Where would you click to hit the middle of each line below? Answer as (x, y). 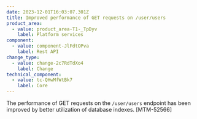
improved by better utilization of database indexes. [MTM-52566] (89, 110)
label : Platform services (51, 35)
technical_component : (34, 74)
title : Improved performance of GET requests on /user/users (86, 18)
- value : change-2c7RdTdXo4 (48, 63)
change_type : (23, 57)
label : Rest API (38, 52)
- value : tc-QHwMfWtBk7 (42, 80)
